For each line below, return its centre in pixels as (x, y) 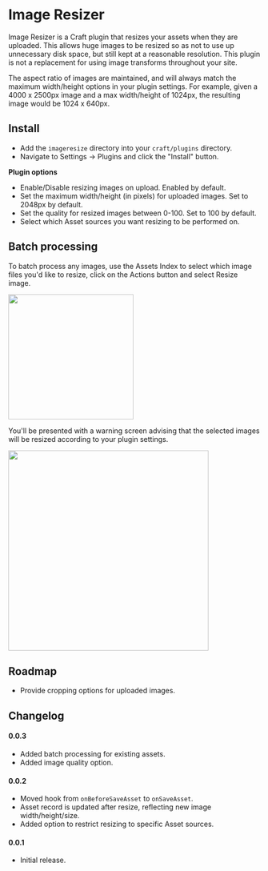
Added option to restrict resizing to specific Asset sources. (117, 824)
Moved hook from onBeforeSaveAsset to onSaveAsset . (106, 799)
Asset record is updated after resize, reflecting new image (116, 807)
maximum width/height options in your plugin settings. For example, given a (133, 86)
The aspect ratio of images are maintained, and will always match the (122, 78)
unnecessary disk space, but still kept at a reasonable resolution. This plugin (134, 54)
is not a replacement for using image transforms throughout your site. (123, 62)
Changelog (36, 715)
